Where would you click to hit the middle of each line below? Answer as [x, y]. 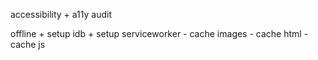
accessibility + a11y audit [61, 14]
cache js [28, 44]
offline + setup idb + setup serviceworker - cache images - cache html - [159, 33]
